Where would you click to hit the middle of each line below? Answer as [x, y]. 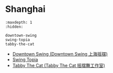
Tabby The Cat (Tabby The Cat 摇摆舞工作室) [59, 65]
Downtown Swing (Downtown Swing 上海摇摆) [60, 54]
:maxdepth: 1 [19, 22]
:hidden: [14, 27]
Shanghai [25, 9]
